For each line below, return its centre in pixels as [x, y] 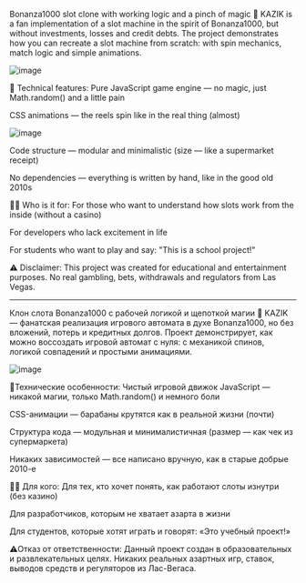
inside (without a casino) [56, 215]
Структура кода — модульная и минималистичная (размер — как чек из [151, 432]
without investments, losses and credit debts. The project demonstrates [144, 33]
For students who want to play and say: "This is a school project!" [133, 250]
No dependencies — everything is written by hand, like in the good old [142, 178]
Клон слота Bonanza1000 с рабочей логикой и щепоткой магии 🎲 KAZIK [149, 313]
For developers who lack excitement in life [89, 232]
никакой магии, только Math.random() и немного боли [115, 397]
